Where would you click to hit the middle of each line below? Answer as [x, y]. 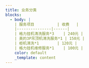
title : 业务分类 [21, 10]
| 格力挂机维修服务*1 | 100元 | [49, 48]
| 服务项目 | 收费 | [47, 24]
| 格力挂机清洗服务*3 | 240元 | [49, 34]
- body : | [20, 19]
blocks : [14, 15]
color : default [31, 53]
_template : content [35, 58]
